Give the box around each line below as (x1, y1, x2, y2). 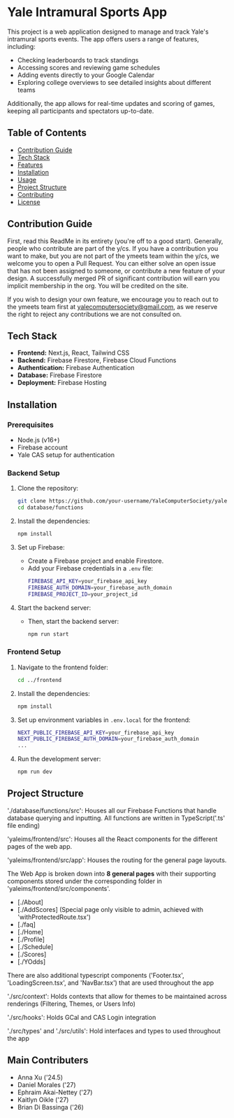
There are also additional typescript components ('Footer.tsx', (7, 971, 185, 979)
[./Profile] (17, 935, 45, 943)
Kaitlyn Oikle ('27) (17, 1095, 69, 1104)
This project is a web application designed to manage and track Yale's (7, 27, 209, 36)
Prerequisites (7, 420, 54, 430)
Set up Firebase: (17, 543, 65, 551)
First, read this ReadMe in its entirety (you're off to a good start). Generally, (7, 236, 224, 245)
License (17, 198, 41, 206)
